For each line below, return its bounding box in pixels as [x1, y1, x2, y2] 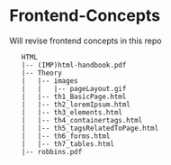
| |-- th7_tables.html [21, 139, 115, 149]
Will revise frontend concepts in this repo [9, 35, 162, 46]
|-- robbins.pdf [21, 147, 83, 156]
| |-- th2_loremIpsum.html [21, 100, 130, 109]
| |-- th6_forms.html [21, 132, 111, 141]
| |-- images [21, 76, 78, 86]
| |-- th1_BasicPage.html [21, 92, 127, 101]
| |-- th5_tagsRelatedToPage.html [21, 124, 159, 133]
